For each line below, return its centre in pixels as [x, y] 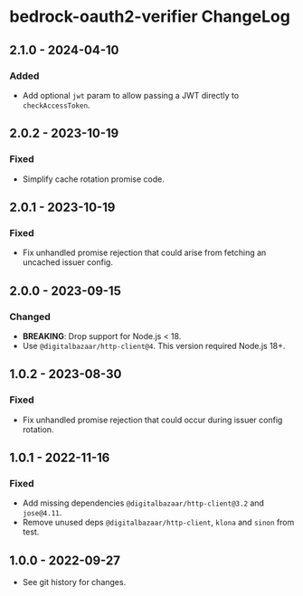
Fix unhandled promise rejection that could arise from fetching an [144, 253]
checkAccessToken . [56, 105]
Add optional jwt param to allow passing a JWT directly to [131, 95]
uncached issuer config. [67, 262]
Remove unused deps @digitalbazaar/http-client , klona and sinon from [158, 523]
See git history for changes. [74, 582]
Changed [30, 317]
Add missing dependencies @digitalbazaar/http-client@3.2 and [143, 503]
